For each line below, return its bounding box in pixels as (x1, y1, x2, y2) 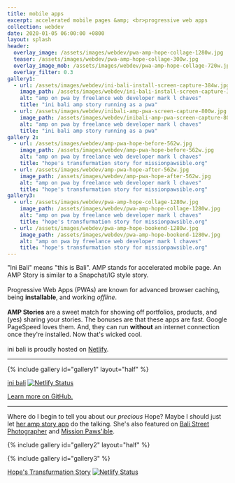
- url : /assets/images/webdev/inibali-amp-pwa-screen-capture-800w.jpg (13, 108, 227, 115)
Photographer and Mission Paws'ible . (7, 427, 115, 435)
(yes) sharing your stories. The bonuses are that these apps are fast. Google (7, 315, 227, 324)
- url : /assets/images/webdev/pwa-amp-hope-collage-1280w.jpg (13, 199, 199, 206)
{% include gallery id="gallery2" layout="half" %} (7, 441, 150, 449)
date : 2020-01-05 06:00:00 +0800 (7, 29, 105, 37)
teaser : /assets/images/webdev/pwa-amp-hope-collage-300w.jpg (13, 56, 199, 63)
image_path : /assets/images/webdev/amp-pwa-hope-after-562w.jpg (20, 173, 211, 180)
